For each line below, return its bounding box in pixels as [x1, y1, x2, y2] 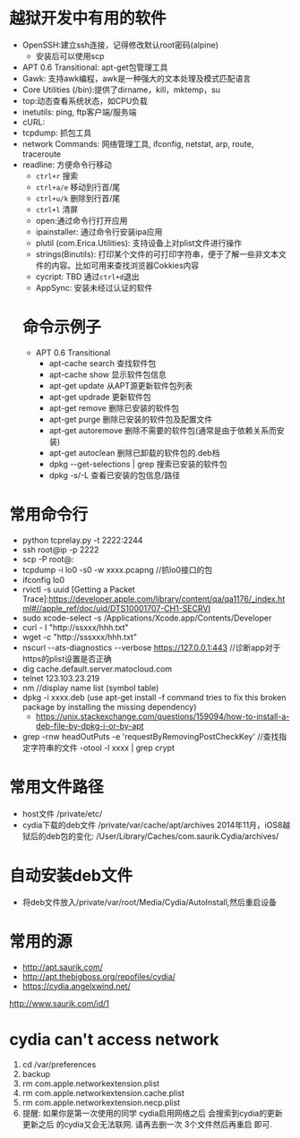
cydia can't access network [9, 1029, 219, 1049]
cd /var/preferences [21, 1058, 97, 1070]
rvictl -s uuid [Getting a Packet [21, 584, 136, 595]
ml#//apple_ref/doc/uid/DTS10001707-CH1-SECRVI [21, 603, 210, 613]
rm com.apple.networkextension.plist [21, 1078, 159, 1089]
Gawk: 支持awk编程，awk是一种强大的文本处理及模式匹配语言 [21, 73, 252, 83]
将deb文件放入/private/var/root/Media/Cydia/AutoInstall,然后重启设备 [21, 896, 278, 907]
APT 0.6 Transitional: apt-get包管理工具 [21, 62, 168, 73]
